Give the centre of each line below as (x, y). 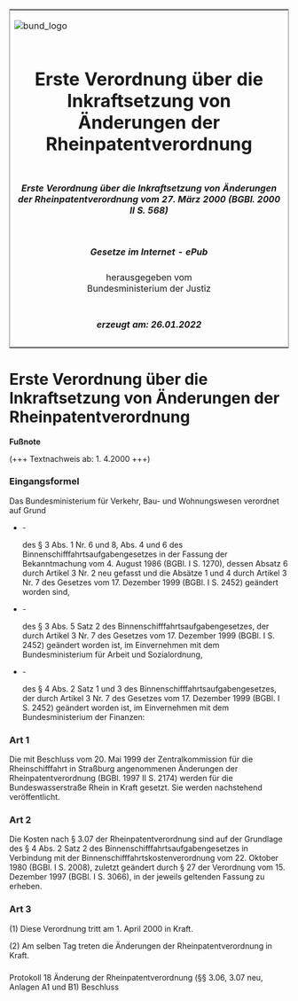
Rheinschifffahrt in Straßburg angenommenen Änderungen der (124, 769)
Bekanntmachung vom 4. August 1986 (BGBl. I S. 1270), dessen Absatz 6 (155, 563)
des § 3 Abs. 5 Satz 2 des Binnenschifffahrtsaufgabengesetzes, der (145, 626)
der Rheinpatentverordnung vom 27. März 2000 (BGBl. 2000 (149, 199)
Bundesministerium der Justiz (149, 289)
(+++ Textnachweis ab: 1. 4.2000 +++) (80, 458)
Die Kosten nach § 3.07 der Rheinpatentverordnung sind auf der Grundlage (146, 839)
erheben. (26, 887)
